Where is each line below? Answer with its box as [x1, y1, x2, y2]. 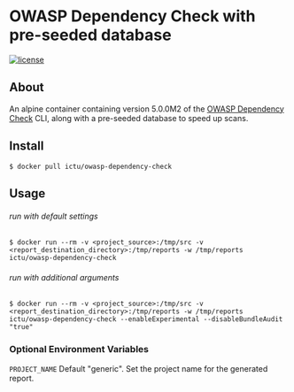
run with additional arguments [9, 272, 120, 282]
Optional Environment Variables [9, 343, 149, 356]
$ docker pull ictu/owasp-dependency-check [9, 162, 173, 171]
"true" [9, 323, 34, 332]
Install [9, 139, 44, 154]
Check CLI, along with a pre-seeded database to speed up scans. [9, 112, 249, 123]
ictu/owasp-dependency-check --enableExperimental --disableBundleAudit [9, 315, 283, 324]
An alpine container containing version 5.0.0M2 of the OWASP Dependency [9, 104, 285, 114]
